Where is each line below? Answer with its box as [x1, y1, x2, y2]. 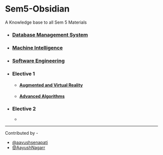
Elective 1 [12, 70, 35, 77]
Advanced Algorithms [19, 93, 65, 99]
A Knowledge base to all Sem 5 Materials [5, 19, 87, 25]
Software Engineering [12, 57, 65, 64]
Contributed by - [5, 130, 38, 136]
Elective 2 [12, 105, 36, 112]
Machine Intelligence [12, 44, 63, 51]
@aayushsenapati [12, 140, 48, 145]
